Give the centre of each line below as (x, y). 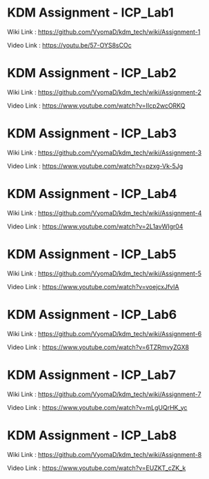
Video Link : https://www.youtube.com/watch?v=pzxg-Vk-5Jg (95, 166)
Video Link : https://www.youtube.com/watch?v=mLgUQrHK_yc (97, 407)
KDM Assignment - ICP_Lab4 (92, 194)
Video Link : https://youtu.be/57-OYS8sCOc (70, 45)
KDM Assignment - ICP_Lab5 (92, 254)
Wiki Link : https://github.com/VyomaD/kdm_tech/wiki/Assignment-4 (104, 213)
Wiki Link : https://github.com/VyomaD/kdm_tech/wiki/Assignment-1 (104, 32)
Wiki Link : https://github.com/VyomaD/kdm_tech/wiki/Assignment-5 (104, 273)
